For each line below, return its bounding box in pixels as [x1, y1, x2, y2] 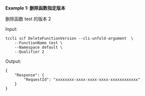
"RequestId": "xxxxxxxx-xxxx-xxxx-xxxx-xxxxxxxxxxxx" [23, 77, 140, 82]
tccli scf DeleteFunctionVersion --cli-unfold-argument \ [5, 36, 134, 41]
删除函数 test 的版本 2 [5, 16, 51, 22]
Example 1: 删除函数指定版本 [5, 5, 65, 11]
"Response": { [14, 73, 44, 78]
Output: [5, 58, 21, 64]
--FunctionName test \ [14, 40, 63, 45]
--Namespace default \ [14, 45, 63, 50]
